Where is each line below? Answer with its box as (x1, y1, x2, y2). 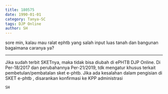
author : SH (5, 26, 28, 31)
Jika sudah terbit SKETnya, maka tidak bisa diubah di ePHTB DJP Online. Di (5, 59, 161, 65)
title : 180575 (5, 7, 35, 12)
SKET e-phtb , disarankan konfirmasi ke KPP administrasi (5, 75, 123, 81)
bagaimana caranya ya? (5, 45, 54, 51)
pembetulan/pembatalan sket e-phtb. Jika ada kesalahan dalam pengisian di (5, 70, 162, 76)
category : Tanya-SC (5, 16, 46, 21)
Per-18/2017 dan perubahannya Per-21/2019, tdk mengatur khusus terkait (5, 64, 156, 70)
